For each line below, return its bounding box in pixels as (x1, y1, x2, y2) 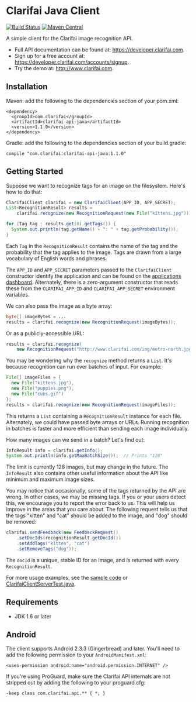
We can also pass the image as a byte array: (6, 302, 113, 309)
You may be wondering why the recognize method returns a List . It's (6, 357, 172, 364)
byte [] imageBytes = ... (6, 314, 66, 319)
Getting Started (6, 167, 64, 177)
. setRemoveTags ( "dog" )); (16, 546, 77, 552)
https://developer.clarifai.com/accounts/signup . (14, 58, 129, 66)
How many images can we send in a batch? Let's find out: (6, 436, 145, 443)
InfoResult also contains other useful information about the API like (6, 470, 169, 477)
